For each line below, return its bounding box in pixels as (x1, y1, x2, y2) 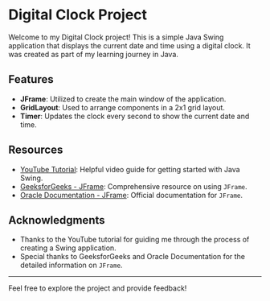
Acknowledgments (8, 213, 106, 227)
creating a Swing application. (19, 243, 117, 253)
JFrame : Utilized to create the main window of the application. (19, 94, 227, 104)
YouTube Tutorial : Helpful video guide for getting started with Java (19, 164, 240, 174)
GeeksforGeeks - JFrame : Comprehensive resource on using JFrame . (19, 181, 247, 191)
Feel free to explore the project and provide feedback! (8, 283, 187, 293)
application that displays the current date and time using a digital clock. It (8, 40, 251, 50)
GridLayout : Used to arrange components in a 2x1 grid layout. (19, 102, 225, 112)
